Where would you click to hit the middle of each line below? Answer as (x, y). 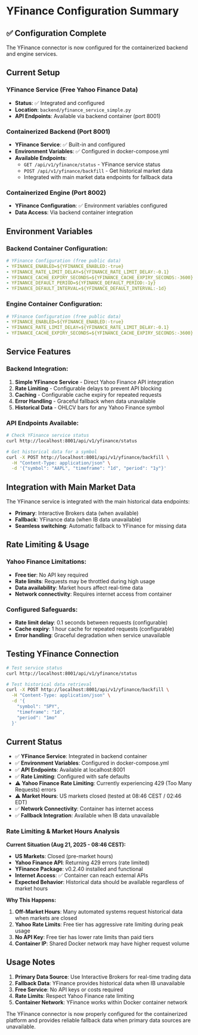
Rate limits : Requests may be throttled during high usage (85, 581)
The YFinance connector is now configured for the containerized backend (97, 47)
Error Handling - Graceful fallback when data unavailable (85, 401)
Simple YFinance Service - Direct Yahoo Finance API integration (94, 382)
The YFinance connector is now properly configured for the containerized (97, 1013)
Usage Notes (31, 962)
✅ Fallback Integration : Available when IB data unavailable (87, 816)
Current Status (34, 742)
